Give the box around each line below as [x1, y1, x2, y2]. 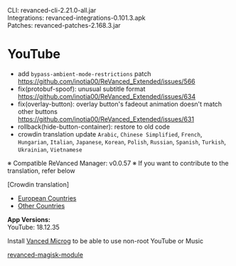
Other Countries [17, 201, 65, 210]
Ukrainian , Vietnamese [17, 145, 82, 154]
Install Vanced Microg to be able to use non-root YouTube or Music [7, 236, 204, 245]
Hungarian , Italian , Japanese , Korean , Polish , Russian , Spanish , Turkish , [17, 137, 226, 146]
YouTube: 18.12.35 [7, 223, 60, 231]
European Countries [17, 193, 77, 202]
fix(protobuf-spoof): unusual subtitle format [17, 85, 146, 93]
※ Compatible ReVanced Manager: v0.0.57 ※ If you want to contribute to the [7, 159, 229, 167]
